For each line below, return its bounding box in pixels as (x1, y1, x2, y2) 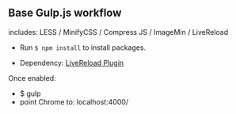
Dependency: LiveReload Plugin (19, 58, 124, 67)
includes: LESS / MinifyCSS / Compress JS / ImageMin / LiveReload (8, 27, 229, 36)
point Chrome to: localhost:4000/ (19, 97, 129, 106)
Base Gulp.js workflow (8, 6, 122, 20)
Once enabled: (8, 73, 57, 82)
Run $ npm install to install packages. (19, 43, 147, 52)
